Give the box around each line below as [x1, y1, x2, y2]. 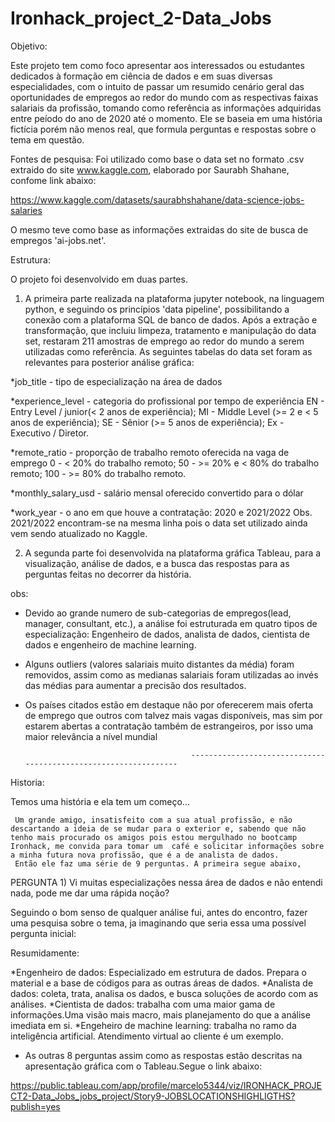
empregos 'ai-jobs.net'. [10, 234, 107, 246]
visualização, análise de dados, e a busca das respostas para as [24, 557, 290, 569]
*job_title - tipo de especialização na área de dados [10, 375, 223, 387]
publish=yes [10, 1100, 61, 1112]
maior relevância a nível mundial [24, 730, 158, 742]
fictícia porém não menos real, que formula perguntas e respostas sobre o [10, 123, 317, 135]
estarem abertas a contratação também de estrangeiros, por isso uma [24, 720, 314, 732]
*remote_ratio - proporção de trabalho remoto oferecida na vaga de [10, 446, 290, 458]
